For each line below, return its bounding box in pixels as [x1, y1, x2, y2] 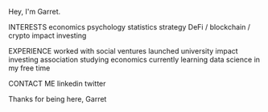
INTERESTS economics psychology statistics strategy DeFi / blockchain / [8, 22, 251, 31]
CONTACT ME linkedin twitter [8, 79, 106, 88]
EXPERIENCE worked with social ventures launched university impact [8, 46, 239, 55]
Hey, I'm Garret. [8, 7, 61, 16]
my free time [8, 63, 51, 73]
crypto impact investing [8, 31, 87, 40]
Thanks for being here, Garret [8, 94, 107, 103]
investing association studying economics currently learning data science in [8, 55, 260, 64]
